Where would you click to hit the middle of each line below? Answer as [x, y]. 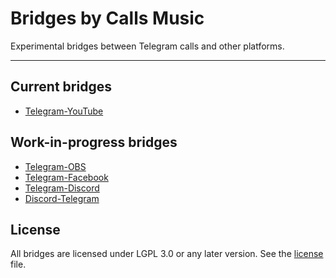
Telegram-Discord [62, 188]
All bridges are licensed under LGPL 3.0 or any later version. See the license [167, 254]
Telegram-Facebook [66, 177]
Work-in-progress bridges [94, 142]
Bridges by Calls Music [107, 18]
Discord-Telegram [62, 198]
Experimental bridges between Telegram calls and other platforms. [147, 46]
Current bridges [61, 87]
